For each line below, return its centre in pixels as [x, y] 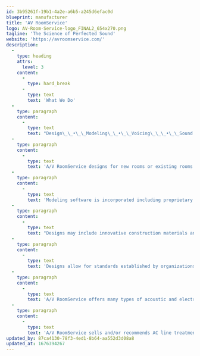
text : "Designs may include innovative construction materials [107, 233]
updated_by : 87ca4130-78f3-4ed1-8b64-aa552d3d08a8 [70, 338]
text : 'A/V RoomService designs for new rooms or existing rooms [110, 167]
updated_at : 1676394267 [36, 344]
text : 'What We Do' [52, 100]
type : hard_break [49, 84]
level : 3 [33, 67]
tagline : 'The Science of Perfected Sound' [61, 34]
